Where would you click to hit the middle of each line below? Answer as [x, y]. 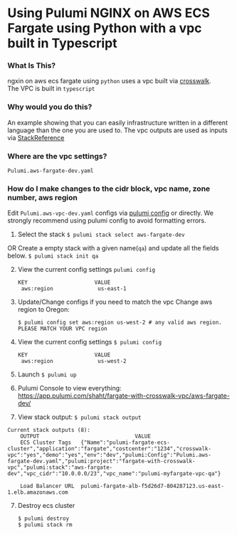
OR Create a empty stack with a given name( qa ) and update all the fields [113, 248]
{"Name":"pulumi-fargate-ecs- [126, 443]
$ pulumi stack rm [45, 525]
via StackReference [36, 137]
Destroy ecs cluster [46, 506]
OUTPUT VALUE [86, 436]
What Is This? [32, 65]
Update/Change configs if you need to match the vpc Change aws [115, 302]
